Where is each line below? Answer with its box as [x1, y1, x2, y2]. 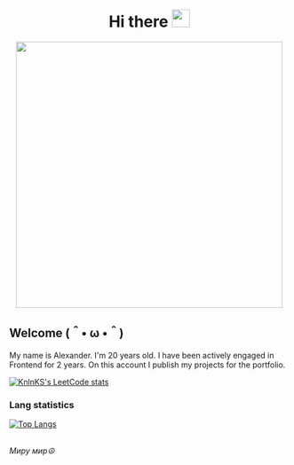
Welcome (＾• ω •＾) [9, 326, 124, 341]
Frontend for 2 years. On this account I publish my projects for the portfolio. [9, 359, 286, 370]
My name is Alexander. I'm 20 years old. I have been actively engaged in [9, 350, 274, 360]
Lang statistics [9, 398, 75, 411]
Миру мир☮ [9, 445, 55, 456]
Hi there [108, 12, 169, 32]
